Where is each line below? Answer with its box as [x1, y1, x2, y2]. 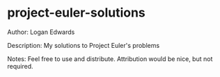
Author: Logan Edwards [7, 28, 75, 36]
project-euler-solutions [7, 5, 146, 21]
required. [7, 62, 33, 70]
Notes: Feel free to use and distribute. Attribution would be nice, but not [7, 54, 213, 63]
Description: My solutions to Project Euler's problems [7, 41, 160, 49]
